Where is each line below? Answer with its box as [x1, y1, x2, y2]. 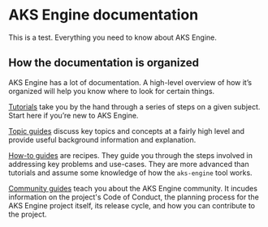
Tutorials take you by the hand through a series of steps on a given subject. [8, 101, 261, 111]
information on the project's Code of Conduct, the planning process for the [8, 192, 260, 202]
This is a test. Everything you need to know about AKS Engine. [8, 32, 218, 42]
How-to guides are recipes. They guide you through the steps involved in [8, 150, 253, 160]
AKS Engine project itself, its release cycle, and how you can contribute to [8, 200, 256, 210]
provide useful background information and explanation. [8, 135, 197, 144]
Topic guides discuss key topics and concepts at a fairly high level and [8, 126, 245, 135]
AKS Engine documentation [8, 6, 199, 24]
